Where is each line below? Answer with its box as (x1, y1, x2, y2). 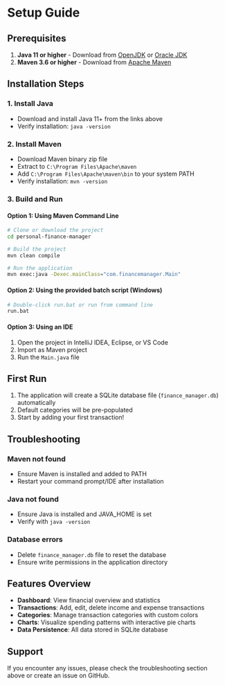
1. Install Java (7, 99, 54, 109)
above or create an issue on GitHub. (7, 671, 110, 679)
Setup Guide (7, 5, 80, 21)
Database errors (7, 535, 64, 545)
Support (7, 646, 44, 657)
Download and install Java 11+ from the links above (17, 114, 163, 122)
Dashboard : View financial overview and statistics (17, 596, 161, 605)
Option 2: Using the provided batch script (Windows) (7, 286, 163, 294)
